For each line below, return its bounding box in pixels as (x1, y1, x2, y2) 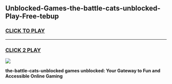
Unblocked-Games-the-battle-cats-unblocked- (5, 4, 161, 13)
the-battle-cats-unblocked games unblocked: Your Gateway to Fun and (5, 67, 161, 73)
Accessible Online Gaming (5, 73, 63, 79)
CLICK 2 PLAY (5, 46, 41, 53)
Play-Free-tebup (5, 12, 59, 21)
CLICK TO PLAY (5, 27, 45, 35)
